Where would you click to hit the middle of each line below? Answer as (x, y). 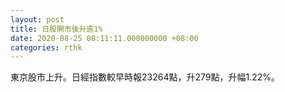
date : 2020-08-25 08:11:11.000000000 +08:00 (104, 38)
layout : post (37, 19)
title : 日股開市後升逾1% (56, 29)
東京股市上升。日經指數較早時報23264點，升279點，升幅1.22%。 (145, 77)
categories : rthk (46, 47)
